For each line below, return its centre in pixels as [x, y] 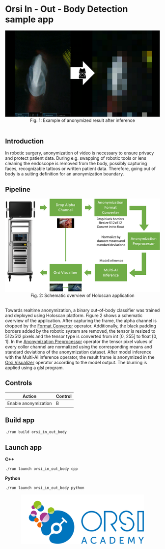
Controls [19, 383]
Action [30, 396]
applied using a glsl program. [34, 368]
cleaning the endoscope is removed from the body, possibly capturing [76, 164]
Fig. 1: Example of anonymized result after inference [82, 120]
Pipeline [18, 189]
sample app [29, 19]
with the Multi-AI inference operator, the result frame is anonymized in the [80, 357]
